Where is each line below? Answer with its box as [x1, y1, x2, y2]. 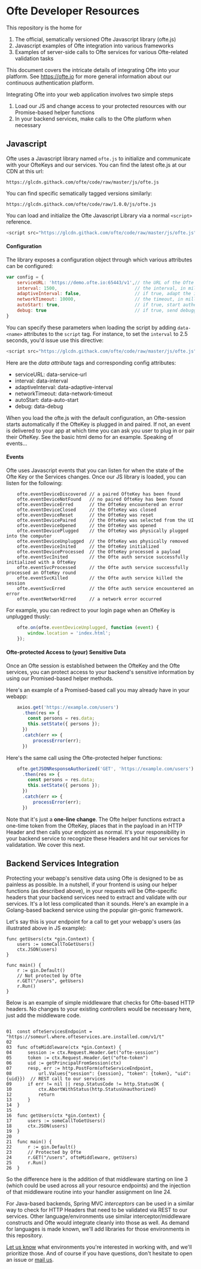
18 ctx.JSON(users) [6, 1123, 68, 1129]
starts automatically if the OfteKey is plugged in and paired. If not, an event [6, 420, 191, 428]
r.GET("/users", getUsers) [17, 978, 84, 984]
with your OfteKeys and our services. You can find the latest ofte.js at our [6, 161, 187, 169]
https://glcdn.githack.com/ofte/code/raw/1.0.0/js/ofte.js [6, 201, 157, 208]
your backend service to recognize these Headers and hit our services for [6, 835, 188, 842]
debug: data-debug [14, 402, 63, 410]
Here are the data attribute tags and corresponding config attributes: [6, 359, 176, 366]
